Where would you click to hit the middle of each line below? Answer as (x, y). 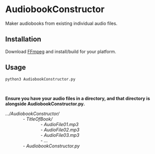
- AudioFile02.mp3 (60, 130)
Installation (23, 39)
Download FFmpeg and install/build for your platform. (61, 51)
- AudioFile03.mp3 (60, 135)
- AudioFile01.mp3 (60, 124)
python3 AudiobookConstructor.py (40, 79)
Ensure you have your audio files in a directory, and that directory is (78, 98)
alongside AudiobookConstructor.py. (45, 104)
